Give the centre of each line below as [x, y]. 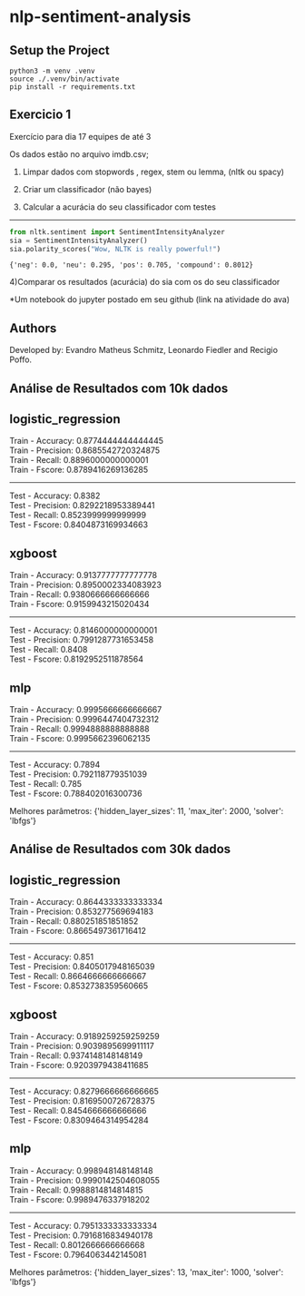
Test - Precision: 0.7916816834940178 [81, 1235]
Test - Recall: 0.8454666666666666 [78, 1111]
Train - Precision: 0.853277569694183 [82, 912]
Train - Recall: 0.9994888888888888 [79, 729]
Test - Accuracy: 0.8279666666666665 [84, 1092]
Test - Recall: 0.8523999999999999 [78, 515]
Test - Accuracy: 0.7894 [55, 765]
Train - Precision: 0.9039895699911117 [82, 1046]
